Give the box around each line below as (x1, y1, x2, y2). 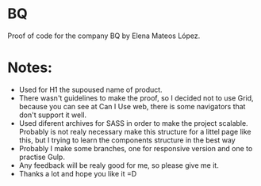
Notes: (7, 59, 53, 77)
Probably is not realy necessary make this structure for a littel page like (18, 127, 251, 136)
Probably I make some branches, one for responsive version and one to (18, 143, 253, 153)
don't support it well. (18, 110, 87, 120)
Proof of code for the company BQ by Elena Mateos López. (7, 31, 201, 40)
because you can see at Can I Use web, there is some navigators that (18, 101, 246, 111)
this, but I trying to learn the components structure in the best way (18, 135, 236, 145)
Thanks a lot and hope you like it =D (18, 169, 137, 178)
